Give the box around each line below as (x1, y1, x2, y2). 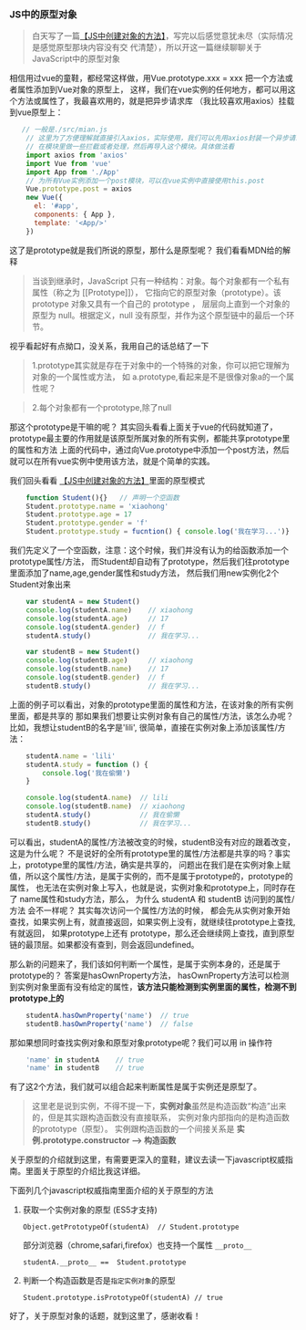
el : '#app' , (33, 202, 79, 211)
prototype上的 (9, 992, 65, 1003)
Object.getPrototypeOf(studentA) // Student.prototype (22, 1222, 240, 1232)
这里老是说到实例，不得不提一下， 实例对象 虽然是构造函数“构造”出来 (31, 1101, 287, 1112)
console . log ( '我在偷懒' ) (42, 768, 131, 777)
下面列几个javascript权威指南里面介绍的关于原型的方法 (9, 1185, 214, 1196)
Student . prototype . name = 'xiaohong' (25, 502, 169, 511)
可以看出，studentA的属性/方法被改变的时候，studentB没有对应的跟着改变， (9, 836, 296, 847)
